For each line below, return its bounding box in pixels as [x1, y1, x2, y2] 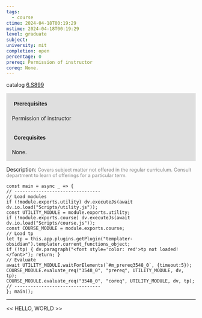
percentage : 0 [6, 54, 42, 60]
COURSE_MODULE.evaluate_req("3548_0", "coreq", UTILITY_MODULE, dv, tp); [6, 278, 195, 284]
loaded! [159, 246, 179, 253]
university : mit [6, 43, 47, 49]
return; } [35, 252, 61, 258]
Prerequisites [14, 101, 47, 107]
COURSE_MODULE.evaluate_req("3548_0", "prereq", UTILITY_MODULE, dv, [6, 267, 185, 274]
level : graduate [6, 31, 47, 37]
